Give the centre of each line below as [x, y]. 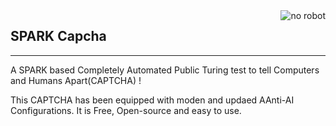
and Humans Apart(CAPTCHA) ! [76, 80]
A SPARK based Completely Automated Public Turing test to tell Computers [165, 70]
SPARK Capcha [58, 36]
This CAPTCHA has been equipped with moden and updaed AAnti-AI [152, 100]
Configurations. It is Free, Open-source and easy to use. [126, 110]
